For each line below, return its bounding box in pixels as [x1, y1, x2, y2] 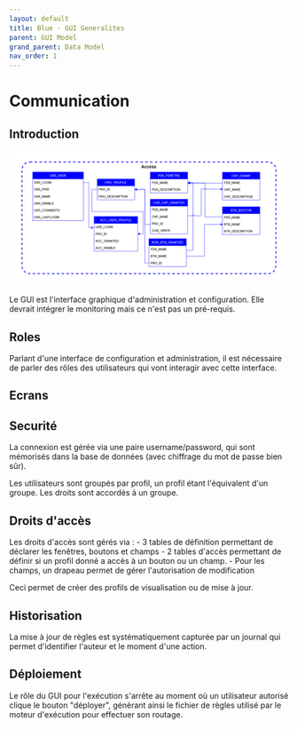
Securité [9, 418, 58, 433]
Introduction [9, 126, 80, 141]
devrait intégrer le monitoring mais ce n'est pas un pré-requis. [9, 304, 236, 314]
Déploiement [9, 667, 82, 682]
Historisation [9, 608, 82, 623]
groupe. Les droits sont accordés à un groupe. [9, 487, 179, 498]
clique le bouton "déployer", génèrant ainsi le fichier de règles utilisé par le [9, 700, 282, 710]
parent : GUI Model [9, 33, 77, 42]
